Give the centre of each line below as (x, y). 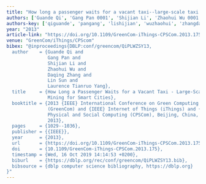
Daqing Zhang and (70, 75)
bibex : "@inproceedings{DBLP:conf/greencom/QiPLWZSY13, (79, 47)
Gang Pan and (64, 58)
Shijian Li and (67, 63)
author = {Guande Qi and (48, 52)
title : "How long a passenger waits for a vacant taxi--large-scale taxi (103, 12)
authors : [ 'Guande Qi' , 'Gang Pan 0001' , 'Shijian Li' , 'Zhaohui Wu (96, 18)
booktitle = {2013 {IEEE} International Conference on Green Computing (105, 103)
